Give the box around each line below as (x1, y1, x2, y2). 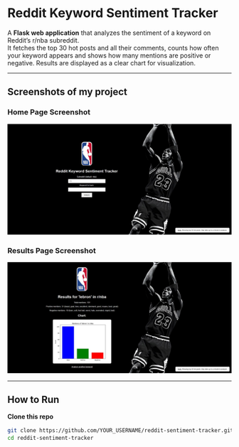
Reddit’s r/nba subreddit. (7, 36, 80, 44)
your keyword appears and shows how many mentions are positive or (7, 51, 211, 60)
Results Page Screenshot (7, 246, 96, 256)
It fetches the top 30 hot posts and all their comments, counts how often (7, 43, 219, 52)
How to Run (7, 393, 60, 406)
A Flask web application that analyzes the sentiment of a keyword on (7, 28, 211, 37)
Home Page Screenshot (7, 107, 91, 117)
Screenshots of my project (7, 86, 128, 98)
